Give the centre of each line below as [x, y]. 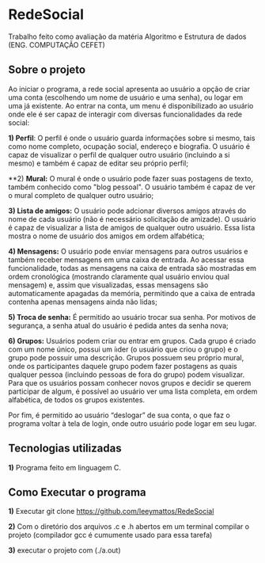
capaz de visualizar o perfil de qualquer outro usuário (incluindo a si [119, 154]
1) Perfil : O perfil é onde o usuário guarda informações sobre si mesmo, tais [132, 138]
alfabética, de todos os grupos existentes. [76, 399]
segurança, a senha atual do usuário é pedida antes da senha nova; [119, 325]
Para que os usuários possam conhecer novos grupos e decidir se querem [130, 382]
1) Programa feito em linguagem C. [64, 467]
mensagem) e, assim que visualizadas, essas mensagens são [108, 285]
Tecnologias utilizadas [65, 449]
